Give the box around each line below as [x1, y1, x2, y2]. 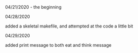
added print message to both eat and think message [5, 42, 112, 48]
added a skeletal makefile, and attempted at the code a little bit [5, 23, 134, 29]
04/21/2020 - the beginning [5, 4, 62, 10]
